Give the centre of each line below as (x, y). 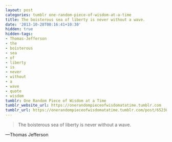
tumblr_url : (18, 110)
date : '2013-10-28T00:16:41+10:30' (43, 24)
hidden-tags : (19, 34)
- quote (14, 91)
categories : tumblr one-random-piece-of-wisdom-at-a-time (68, 15)
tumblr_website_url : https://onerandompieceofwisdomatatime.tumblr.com (83, 106)
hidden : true (19, 29)
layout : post (19, 10)
